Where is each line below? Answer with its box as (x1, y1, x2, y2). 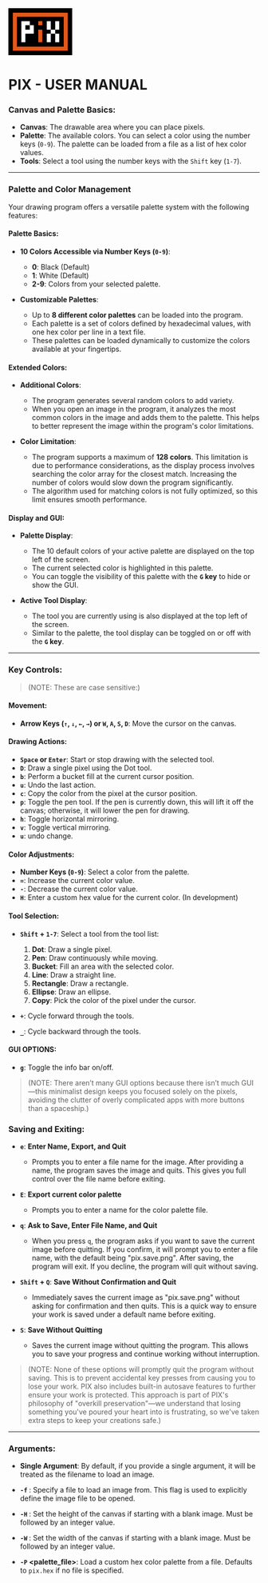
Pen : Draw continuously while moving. (31, 953, 158, 962)
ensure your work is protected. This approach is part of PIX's (27, 1390, 229, 1399)
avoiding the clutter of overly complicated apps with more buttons (27, 1095, 245, 1105)
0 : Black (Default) (31, 262, 90, 271)
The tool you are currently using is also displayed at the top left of (31, 611, 248, 621)
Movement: (8, 701, 48, 710)
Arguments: (8, 1443, 56, 1454)
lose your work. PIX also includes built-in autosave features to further (27, 1381, 257, 1391)
